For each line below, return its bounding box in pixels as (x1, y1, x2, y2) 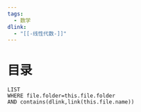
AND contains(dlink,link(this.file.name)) (7, 99, 135, 106)
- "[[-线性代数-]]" (13, 30, 67, 37)
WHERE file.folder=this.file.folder (7, 92, 115, 99)
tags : (7, 10, 23, 18)
